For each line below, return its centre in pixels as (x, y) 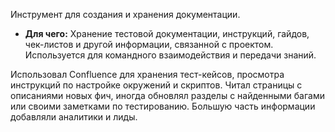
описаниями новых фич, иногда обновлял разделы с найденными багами (167, 95)
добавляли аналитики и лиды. (74, 117)
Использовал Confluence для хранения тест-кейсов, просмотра (147, 74)
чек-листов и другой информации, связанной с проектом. (149, 44)
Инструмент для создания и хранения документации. (125, 14)
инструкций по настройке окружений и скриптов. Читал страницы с (156, 85)
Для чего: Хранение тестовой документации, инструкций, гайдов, (167, 33)
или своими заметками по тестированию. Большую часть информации (163, 106)
